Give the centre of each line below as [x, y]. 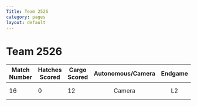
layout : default [26, 22]
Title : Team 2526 [27, 11]
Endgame [175, 74]
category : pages [26, 17]
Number [21, 77]
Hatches [50, 70]
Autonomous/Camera [124, 74]
